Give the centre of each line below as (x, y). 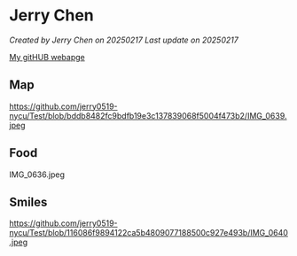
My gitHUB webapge (47, 57)
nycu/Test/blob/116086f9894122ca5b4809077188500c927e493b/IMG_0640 (148, 233)
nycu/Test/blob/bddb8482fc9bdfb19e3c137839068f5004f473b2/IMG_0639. (148, 115)
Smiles (28, 202)
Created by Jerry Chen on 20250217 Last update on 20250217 (124, 40)
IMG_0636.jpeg (37, 175)
